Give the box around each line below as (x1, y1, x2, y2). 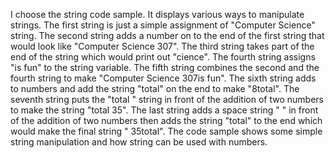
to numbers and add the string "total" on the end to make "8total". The (10, 83, 300, 94)
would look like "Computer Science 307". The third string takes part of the (10, 40, 315, 52)
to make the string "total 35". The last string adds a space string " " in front (10, 104, 319, 116)
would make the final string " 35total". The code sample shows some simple (10, 125, 323, 137)
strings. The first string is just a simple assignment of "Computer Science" (10, 19, 316, 31)
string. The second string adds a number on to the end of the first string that (10, 30, 325, 41)
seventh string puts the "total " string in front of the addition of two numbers (10, 94, 324, 105)
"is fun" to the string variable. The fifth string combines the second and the (10, 62, 320, 73)
